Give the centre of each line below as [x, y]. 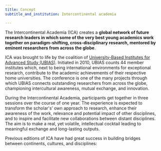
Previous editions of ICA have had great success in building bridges [73, 138]
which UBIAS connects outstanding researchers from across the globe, [76, 83]
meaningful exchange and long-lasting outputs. [53, 129]
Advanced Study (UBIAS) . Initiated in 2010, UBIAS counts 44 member [75, 62]
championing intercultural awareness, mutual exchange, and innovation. [77, 88]
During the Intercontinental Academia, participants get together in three [77, 97]
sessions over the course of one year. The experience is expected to [74, 103]
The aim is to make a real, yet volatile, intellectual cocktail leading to [73, 123]
